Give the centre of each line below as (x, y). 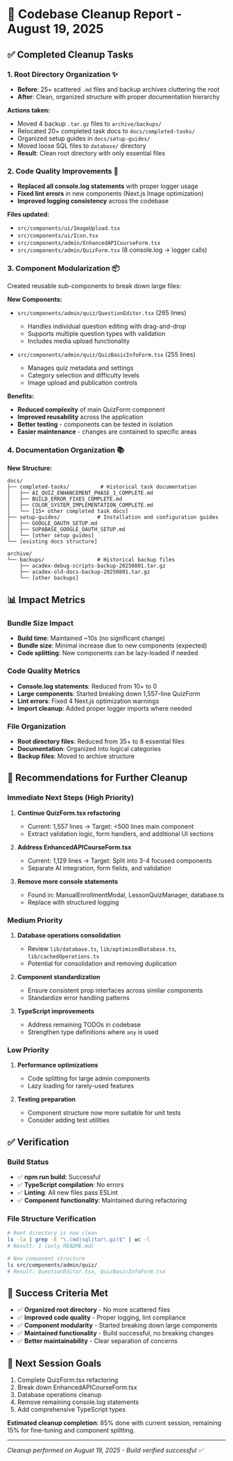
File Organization (36, 726)
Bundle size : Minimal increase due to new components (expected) (112, 645)
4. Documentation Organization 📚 (66, 450)
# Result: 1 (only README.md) (51, 1246)
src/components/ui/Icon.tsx (58, 236)
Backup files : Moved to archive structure (76, 757)
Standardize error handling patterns (79, 998)
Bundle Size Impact (41, 623)
